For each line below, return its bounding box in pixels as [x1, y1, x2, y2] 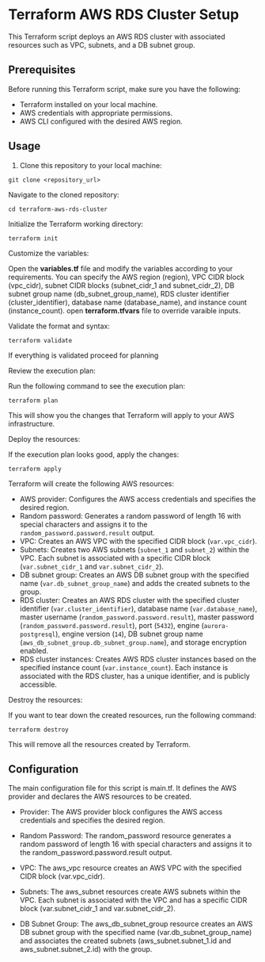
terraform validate [8, 336, 73, 344]
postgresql [19, 630, 56, 638]
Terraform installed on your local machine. [19, 99, 158, 109]
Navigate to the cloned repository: [8, 190, 120, 199]
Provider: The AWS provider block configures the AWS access [19, 807, 223, 817]
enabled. [19, 646, 49, 655]
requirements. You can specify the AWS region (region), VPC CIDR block [8, 272, 245, 282]
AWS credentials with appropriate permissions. [19, 108, 173, 117]
